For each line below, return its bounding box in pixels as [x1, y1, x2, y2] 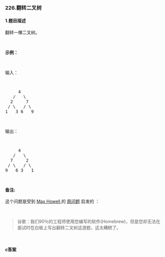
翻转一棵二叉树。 [5, 30, 40, 36]
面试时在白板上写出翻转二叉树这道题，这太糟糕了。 [17, 225, 121, 231]
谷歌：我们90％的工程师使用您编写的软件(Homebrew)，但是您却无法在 [17, 218, 161, 224]
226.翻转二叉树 [5, 4, 42, 11]
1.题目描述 [5, 17, 26, 23]
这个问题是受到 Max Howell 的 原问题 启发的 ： [5, 199, 100, 205]
